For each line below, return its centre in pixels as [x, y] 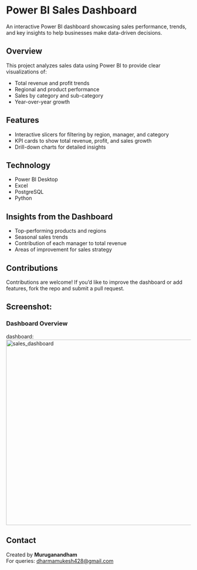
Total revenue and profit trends [52, 83]
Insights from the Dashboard [60, 217]
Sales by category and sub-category [59, 95]
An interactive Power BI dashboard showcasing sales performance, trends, [96, 26]
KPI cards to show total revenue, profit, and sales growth [83, 140]
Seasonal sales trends [41, 237]
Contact [21, 540]
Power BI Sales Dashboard [72, 10]
